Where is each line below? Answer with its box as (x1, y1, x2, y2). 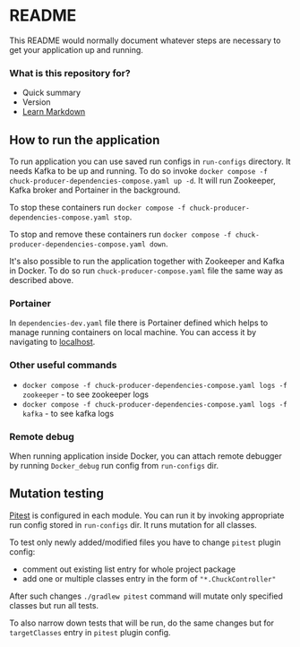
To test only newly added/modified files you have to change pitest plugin (9, 537, 281, 548)
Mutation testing (9, 486, 105, 502)
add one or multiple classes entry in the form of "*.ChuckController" (21, 573, 277, 583)
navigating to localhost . (9, 337, 96, 348)
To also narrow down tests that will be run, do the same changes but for (9, 617, 275, 628)
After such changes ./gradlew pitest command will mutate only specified (9, 591, 284, 601)
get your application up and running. (9, 44, 143, 55)
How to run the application (9, 132, 160, 148)
